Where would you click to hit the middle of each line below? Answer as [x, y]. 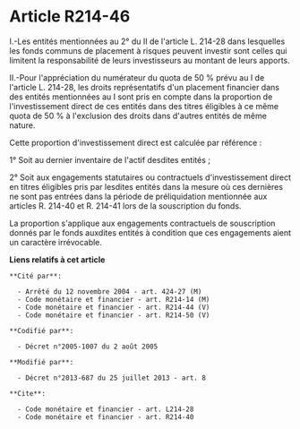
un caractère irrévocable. [56, 242]
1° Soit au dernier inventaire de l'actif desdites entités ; [110, 159]
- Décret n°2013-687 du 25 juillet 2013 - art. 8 [111, 378]
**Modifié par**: [42, 362]
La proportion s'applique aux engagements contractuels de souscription [142, 223]
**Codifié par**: [42, 330]
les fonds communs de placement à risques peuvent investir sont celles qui [148, 50]
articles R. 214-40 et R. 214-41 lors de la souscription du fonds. [125, 206]
